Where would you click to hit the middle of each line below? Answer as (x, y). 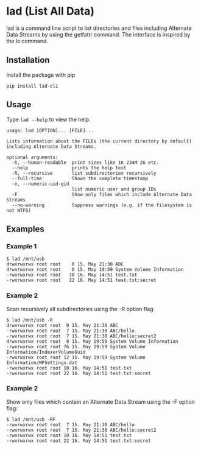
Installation (28, 60)
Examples (25, 229)
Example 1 (22, 246)
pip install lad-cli (33, 86)
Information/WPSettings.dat (42, 363)
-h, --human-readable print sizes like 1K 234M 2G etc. (86, 163)
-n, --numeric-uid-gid (41, 184)
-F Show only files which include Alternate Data (102, 194)
